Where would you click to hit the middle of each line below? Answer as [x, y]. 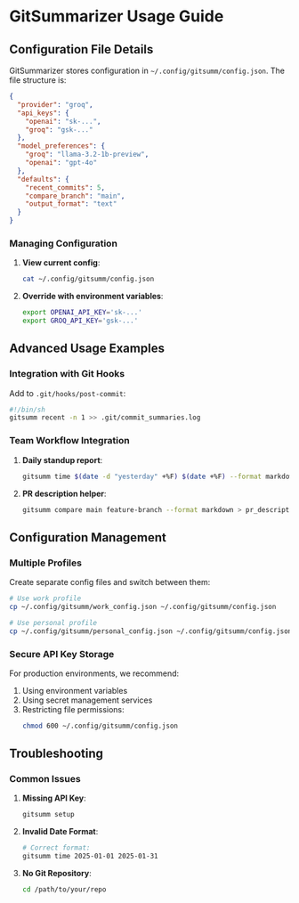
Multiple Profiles [46, 563]
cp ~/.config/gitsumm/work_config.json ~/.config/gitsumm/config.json [143, 606]
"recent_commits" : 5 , [65, 187]
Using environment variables [75, 690]
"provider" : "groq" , [55, 104]
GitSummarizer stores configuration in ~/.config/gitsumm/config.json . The [147, 70]
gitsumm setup [48, 815]
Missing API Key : [54, 798]
